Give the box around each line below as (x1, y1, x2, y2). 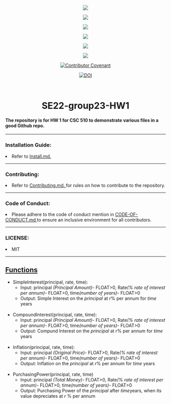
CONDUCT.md (5, 217, 36, 223)
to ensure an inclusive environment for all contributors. (37, 217, 152, 223)
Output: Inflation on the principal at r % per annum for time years (20, 361, 155, 367)
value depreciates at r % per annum (20, 393, 96, 399)
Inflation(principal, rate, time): (12, 344, 75, 350)
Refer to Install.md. (12, 153, 51, 159)
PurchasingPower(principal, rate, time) (12, 371, 94, 377)
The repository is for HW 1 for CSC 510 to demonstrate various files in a (5, 117, 159, 123)
